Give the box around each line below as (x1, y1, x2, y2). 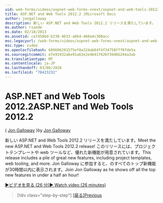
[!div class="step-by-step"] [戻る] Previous (16, 192, 102, 198)
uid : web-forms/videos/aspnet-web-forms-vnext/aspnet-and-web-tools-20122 (5, 7, 160, 12)
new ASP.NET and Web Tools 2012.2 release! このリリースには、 (5, 143, 135, 149)
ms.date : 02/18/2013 (5, 29, 47, 34)
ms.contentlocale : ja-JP (5, 61, 55, 66)
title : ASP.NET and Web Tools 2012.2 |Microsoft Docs (5, 12, 116, 16)
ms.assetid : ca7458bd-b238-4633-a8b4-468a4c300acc (5, 34, 110, 39)
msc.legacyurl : (5, 39, 36, 43)
